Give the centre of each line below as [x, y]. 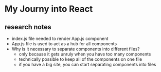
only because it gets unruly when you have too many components [85, 54]
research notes [28, 27]
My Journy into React [49, 9]
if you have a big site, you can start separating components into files [87, 64]
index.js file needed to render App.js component [60, 38]
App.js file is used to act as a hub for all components [64, 44]
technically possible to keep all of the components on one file [80, 59]
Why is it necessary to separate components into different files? [75, 49]
